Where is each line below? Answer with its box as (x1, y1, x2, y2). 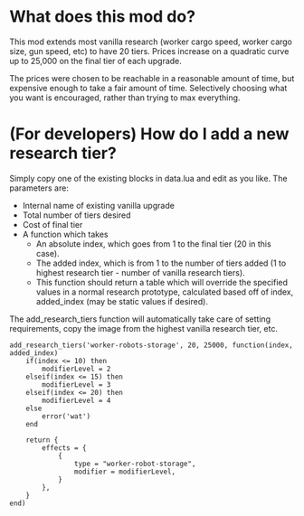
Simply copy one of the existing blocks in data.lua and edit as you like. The (9, 173, 288, 183)
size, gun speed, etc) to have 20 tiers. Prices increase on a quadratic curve (9, 45, 290, 56)
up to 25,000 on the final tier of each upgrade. (9, 55, 183, 66)
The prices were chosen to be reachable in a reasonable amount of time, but (9, 72, 295, 83)
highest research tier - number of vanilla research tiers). (35, 267, 246, 277)
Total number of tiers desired (22, 210, 131, 220)
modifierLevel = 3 (42, 380, 111, 389)
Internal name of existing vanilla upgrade (22, 200, 175, 211)
